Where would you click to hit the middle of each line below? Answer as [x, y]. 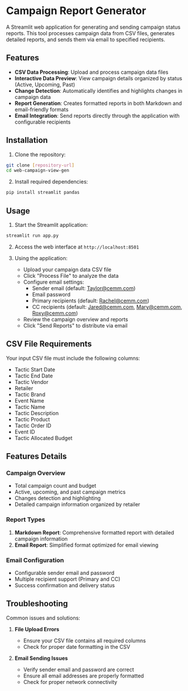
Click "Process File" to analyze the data [71, 275]
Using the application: [41, 258]
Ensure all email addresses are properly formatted [84, 676]
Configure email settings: [54, 282]
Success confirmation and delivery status [65, 585]
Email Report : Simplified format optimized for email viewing [86, 545]
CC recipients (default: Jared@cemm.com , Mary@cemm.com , [107, 307]
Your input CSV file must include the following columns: [73, 358]
